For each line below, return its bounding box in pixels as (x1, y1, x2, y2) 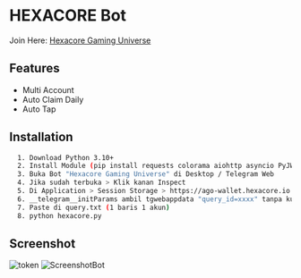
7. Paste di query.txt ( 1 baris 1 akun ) (17, 203, 170, 212)
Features (9, 61, 60, 76)
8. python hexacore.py (17, 211, 102, 220)
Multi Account (21, 84, 74, 95)
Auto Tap (21, 104, 56, 114)
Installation (9, 130, 73, 145)
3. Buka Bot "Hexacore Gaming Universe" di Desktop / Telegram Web (17, 170, 275, 179)
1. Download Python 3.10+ (17, 153, 115, 162)
